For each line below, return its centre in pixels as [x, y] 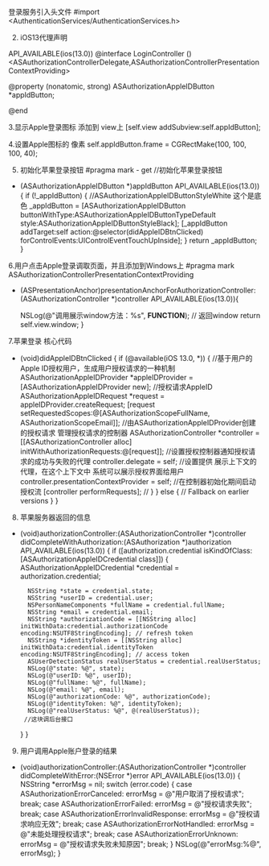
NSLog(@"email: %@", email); [76, 690]
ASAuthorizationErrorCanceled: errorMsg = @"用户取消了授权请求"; [132, 793]
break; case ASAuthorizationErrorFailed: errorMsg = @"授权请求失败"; [136, 804]
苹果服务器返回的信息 [55, 517]
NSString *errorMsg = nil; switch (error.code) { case [106, 784]
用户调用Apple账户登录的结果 [69, 751]
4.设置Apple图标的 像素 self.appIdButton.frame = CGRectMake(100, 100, [127, 144]
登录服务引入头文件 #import [54, 12]
